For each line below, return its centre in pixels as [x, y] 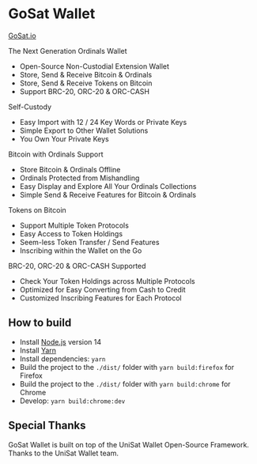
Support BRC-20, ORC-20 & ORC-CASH [85, 91]
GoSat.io [23, 36]
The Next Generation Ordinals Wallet [68, 51]
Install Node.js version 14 [60, 341]
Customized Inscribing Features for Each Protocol [100, 298]
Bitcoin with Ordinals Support [56, 154]
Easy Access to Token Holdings [71, 233]
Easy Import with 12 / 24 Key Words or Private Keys [103, 122]
